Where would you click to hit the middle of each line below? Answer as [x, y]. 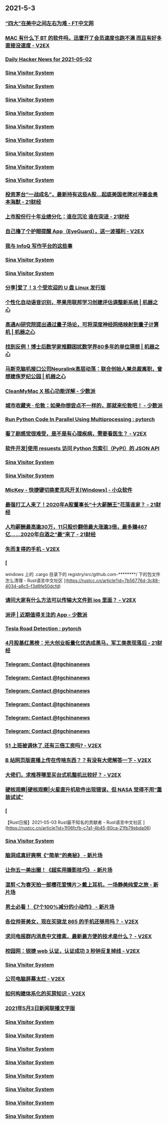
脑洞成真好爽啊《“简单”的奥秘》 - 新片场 [54, 855]
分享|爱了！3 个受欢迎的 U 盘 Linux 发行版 [55, 287]
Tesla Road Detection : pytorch [43, 629]
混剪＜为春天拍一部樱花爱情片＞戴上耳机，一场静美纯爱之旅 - [79, 884]
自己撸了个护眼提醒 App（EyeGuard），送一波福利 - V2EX [75, 231]
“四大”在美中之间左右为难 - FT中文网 [49, 24]
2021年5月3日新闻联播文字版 [40, 1008]
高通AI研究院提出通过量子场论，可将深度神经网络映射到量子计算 [82, 324]
